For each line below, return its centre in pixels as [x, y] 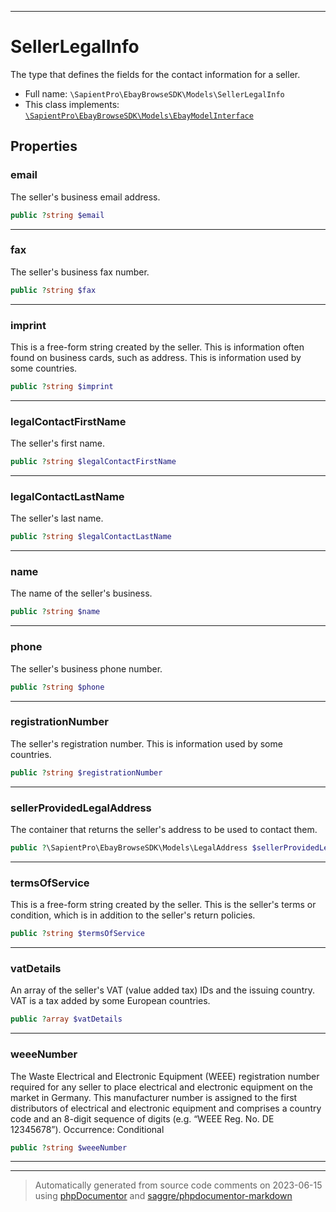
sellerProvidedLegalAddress [81, 808]
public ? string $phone [57, 687]
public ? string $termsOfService [77, 934]
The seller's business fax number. [80, 272]
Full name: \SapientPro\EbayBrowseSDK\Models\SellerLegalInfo [154, 93]
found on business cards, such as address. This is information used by [156, 357]
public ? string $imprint [62, 386]
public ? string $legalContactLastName [91, 537]
